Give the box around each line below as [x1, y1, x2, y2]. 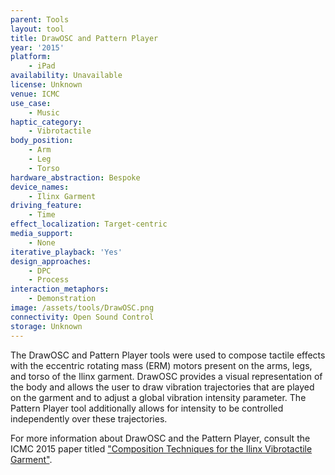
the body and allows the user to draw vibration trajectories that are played [10, 381, 315, 393]
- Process [28, 275, 70, 285]
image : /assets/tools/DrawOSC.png [10, 303, 155, 313]
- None [28, 237, 56, 248]
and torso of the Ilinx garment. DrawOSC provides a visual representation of [10, 370, 323, 382]
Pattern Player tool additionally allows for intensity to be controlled [10, 402, 284, 414]
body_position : [10, 136, 74, 146]
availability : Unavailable [10, 71, 123, 81]
